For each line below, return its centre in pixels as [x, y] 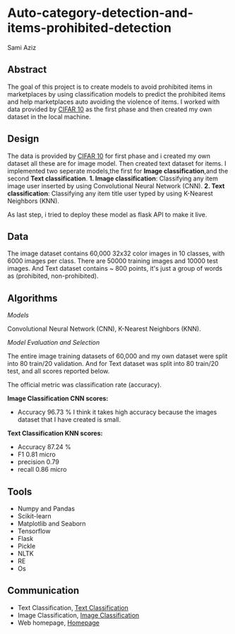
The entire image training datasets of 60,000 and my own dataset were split [117, 356]
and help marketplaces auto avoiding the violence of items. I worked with [114, 102]
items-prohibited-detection [89, 28]
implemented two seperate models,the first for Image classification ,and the [118, 171]
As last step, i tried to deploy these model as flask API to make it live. [107, 214]
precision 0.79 [38, 462]
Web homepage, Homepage [59, 623]
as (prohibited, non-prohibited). [53, 276]
